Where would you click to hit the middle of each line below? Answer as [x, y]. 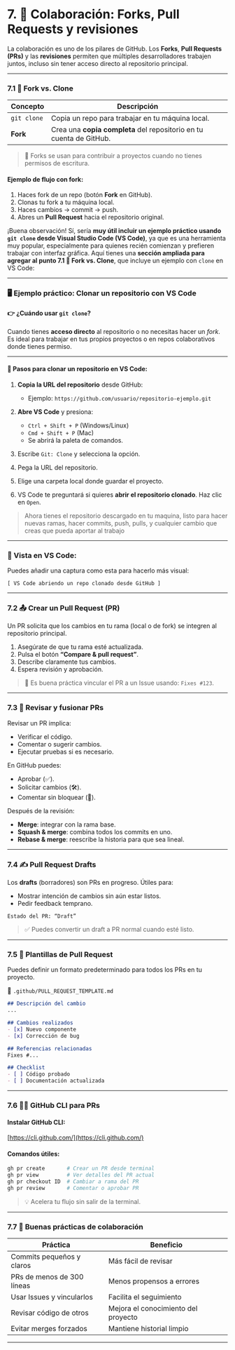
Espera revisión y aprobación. [60, 669]
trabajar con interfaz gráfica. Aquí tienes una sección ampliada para [106, 253]
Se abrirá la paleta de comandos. [76, 440]
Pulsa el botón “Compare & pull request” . [78, 655]
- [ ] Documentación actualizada [56, 1081]
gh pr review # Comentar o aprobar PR [73, 1188]
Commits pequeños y [46, 1257]
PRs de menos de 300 [47, 1277]
